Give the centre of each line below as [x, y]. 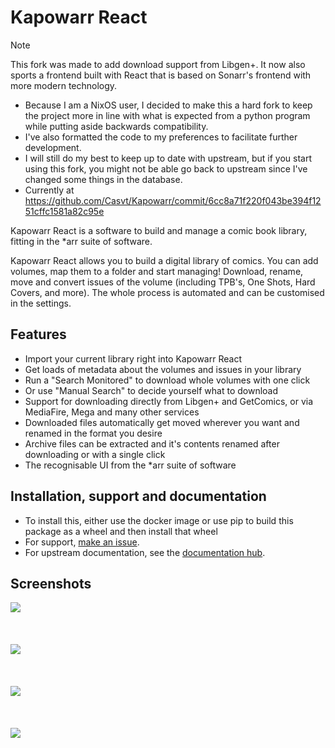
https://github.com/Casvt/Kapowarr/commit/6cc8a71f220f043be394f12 [173, 200]
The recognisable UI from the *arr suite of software [130, 465]
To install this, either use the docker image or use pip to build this [159, 520]
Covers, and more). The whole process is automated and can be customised [167, 292]
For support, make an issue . [82, 542]
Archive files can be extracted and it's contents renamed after [152, 443]
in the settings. [41, 303]
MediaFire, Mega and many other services [112, 412]
